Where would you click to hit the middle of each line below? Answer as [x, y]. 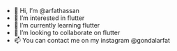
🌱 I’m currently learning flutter [57, 25]
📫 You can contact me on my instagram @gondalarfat [92, 40]
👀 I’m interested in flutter [49, 18]
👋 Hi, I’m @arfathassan [47, 11]
